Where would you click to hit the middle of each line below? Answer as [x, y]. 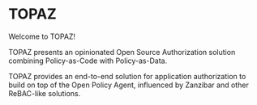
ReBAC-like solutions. [45, 93]
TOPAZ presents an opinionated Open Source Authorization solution [122, 52]
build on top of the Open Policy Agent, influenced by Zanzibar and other [128, 85]
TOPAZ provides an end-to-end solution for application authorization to [127, 76]
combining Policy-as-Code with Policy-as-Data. [88, 61]
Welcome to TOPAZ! [42, 36]
